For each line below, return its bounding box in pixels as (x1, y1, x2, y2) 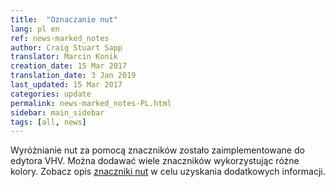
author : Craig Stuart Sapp (10, 42, 123, 53)
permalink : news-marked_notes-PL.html (10, 98, 172, 108)
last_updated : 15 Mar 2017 (10, 80, 123, 90)
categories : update (10, 89, 92, 99)
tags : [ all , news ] (10, 117, 87, 127)
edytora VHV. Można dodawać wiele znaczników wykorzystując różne (10, 155, 300, 167)
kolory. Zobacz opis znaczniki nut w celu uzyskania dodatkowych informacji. (10, 166, 326, 178)
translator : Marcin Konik (10, 52, 118, 62)
